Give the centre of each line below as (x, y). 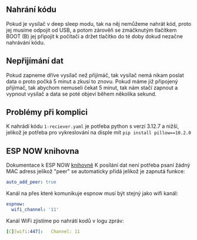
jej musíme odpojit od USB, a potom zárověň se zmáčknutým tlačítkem (91, 30)
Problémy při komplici (47, 112)
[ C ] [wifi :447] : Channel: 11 (43, 231)
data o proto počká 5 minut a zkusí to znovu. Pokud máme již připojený (92, 81)
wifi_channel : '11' (35, 209)
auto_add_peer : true (31, 182)
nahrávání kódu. (26, 42)
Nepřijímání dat (35, 61)
